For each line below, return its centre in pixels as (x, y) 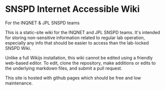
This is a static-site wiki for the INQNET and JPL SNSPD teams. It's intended (83, 32)
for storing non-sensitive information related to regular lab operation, (75, 38)
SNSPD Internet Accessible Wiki (72, 9)
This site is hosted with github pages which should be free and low (73, 78)
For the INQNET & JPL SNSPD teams (42, 23)
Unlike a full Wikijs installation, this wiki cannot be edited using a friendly (79, 57)
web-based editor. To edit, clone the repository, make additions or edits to (81, 63)
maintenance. (19, 83)
